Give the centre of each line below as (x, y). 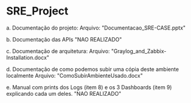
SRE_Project (38, 11)
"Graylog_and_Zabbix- (139, 51)
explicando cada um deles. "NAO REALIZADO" (64, 93)
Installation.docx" (28, 57)
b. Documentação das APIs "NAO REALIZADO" (64, 39)
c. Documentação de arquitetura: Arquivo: (58, 51)
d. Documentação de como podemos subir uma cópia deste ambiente (92, 69)
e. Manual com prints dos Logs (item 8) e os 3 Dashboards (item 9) (89, 87)
